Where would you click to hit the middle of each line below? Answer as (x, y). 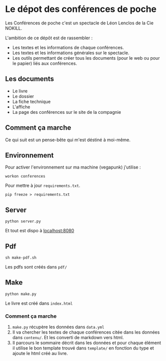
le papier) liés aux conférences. (44, 63)
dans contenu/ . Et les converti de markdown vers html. (68, 338)
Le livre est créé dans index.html (39, 303)
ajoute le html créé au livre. (40, 354)
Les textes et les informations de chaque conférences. (68, 47)
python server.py (23, 222)
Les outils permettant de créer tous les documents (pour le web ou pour (86, 58)
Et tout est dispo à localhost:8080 (40, 231)
